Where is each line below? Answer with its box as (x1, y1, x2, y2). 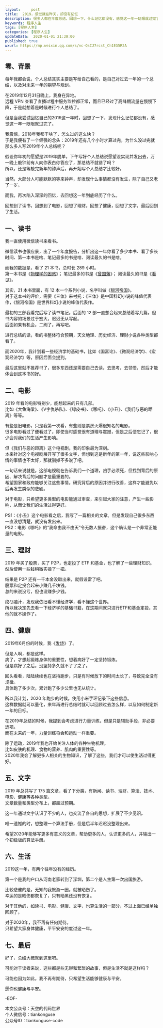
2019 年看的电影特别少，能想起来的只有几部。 (5, 401, 97, 406)
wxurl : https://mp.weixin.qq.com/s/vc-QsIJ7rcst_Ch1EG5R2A (5, 43, 127, 48)
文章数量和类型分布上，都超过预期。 (5, 800, 78, 805)
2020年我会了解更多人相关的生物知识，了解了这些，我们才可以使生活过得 (5, 752, 152, 758)
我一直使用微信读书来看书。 (5, 238, 61, 244)
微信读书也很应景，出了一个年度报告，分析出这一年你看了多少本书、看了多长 (5, 248, 158, 255)
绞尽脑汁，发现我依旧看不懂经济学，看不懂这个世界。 (5, 598, 112, 604)
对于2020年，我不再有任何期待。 (5, 919, 71, 925)
